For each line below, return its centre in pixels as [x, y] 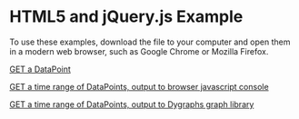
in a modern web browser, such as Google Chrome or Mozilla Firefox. [139, 51]
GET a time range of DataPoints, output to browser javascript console [140, 86]
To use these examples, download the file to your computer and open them [150, 42]
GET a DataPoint [40, 69]
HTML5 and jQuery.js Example [126, 17]
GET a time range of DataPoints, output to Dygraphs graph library [132, 104]
